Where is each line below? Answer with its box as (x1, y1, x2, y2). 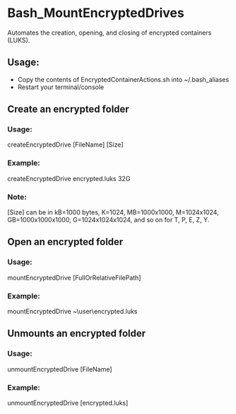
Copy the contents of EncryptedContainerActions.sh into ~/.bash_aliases (17, 75, 230, 84)
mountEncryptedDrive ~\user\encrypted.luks (7, 307, 138, 316)
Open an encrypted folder (7, 236, 124, 248)
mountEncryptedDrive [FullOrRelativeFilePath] (7, 273, 141, 282)
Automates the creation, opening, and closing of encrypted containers (7, 28, 212, 37)
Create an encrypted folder (7, 103, 129, 115)
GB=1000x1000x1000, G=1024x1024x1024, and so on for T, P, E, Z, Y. (7, 216, 210, 224)
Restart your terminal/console (17, 83, 105, 91)
